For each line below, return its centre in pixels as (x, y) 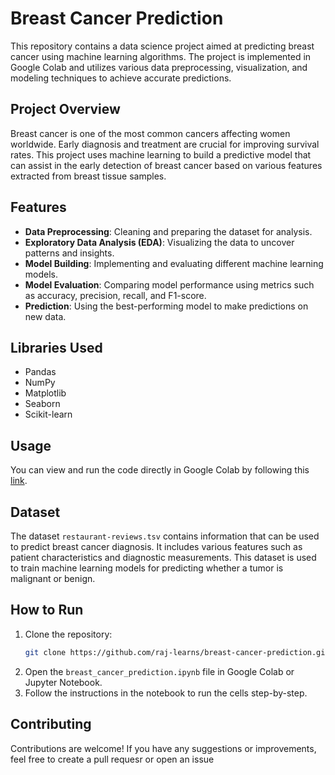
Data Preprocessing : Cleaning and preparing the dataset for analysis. (168, 231)
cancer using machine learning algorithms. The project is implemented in (161, 56)
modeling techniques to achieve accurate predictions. (121, 78)
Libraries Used (56, 347)
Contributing (51, 724)
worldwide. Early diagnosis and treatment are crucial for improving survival (165, 144)
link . (19, 481)
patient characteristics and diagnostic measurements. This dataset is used (163, 557)
